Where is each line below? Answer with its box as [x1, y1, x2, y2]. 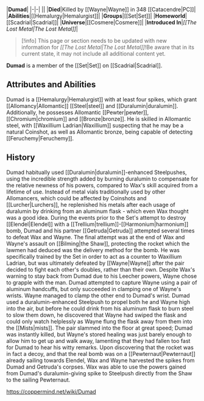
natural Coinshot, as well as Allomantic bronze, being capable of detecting [6, 128, 193, 135]
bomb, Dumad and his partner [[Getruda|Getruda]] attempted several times [6, 226, 195, 234]
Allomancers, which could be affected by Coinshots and [6, 194, 147, 201]
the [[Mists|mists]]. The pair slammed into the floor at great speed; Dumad [6, 324, 193, 331]
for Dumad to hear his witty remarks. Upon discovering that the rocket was [6, 344, 194, 351]
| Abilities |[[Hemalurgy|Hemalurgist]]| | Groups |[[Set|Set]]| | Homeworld [6, 12, 186, 20]
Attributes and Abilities [6, 79, 96, 90]
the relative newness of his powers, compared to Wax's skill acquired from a [6, 181, 198, 189]
